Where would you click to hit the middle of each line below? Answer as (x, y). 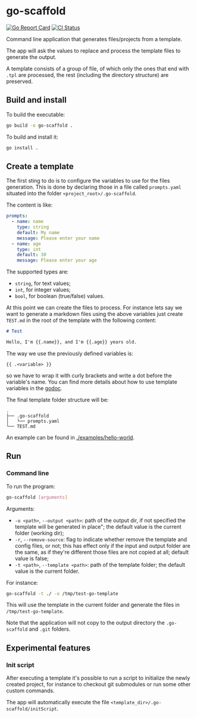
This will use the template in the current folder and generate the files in (93, 605)
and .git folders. (50, 629)
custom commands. (30, 691)
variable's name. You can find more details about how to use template (92, 382)
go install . (22, 148)
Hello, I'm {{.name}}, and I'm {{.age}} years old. (71, 342)
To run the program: (31, 486)
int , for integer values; (43, 290)
